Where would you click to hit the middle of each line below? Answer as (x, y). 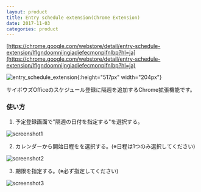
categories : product (33, 29)
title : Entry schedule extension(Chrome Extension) (73, 18)
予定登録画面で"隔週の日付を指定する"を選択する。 (79, 122)
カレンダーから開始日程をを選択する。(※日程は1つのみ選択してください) (105, 146)
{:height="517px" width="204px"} (120, 77)
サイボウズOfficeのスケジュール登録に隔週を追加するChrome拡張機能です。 (101, 90)
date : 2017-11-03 (28, 23)
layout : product (27, 12)
